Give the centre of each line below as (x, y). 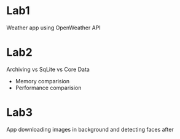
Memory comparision (42, 81)
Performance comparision (48, 88)
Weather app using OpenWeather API (54, 28)
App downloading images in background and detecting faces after (90, 129)
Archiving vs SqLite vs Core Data (48, 69)
